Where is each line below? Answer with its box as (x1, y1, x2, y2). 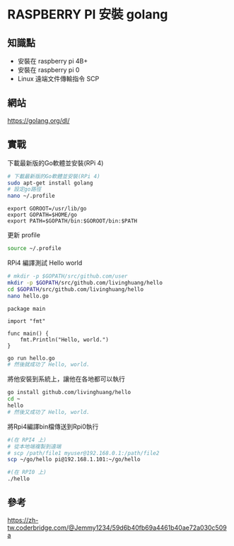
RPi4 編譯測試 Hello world (7, 259, 83, 267)
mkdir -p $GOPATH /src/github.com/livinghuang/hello (7, 279, 163, 286)
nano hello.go (7, 292, 49, 299)
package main (7, 305, 46, 312)
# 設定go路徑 (7, 186, 42, 193)
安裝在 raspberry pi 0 (17, 66, 80, 74)
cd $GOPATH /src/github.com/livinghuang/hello (7, 285, 144, 293)
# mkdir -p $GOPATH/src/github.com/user (7, 273, 129, 280)
